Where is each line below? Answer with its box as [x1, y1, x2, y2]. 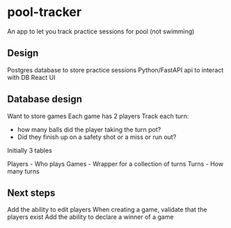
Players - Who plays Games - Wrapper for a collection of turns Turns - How [7, 159, 224, 168]
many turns [7, 167, 40, 175]
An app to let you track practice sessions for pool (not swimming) [7, 27, 195, 35]
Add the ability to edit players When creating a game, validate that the [7, 206, 207, 214]
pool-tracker [7, 4, 82, 20]
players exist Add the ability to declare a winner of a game [7, 213, 174, 221]
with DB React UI [7, 73, 56, 81]
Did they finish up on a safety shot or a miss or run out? [17, 133, 177, 141]
